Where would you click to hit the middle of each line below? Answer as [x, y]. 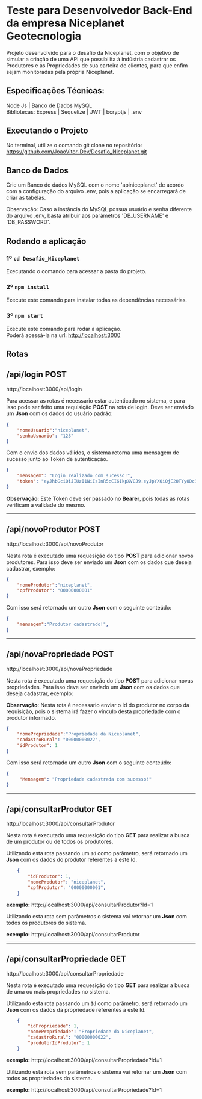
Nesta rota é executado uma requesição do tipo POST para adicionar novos [100, 556]
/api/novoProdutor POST [54, 529]
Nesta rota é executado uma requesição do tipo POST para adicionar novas [100, 680]
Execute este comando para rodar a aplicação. [64, 329]
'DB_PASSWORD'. [28, 222]
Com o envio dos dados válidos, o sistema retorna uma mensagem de [93, 453]
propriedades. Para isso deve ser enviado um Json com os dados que [93, 687]
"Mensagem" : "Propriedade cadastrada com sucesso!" [86, 779]
